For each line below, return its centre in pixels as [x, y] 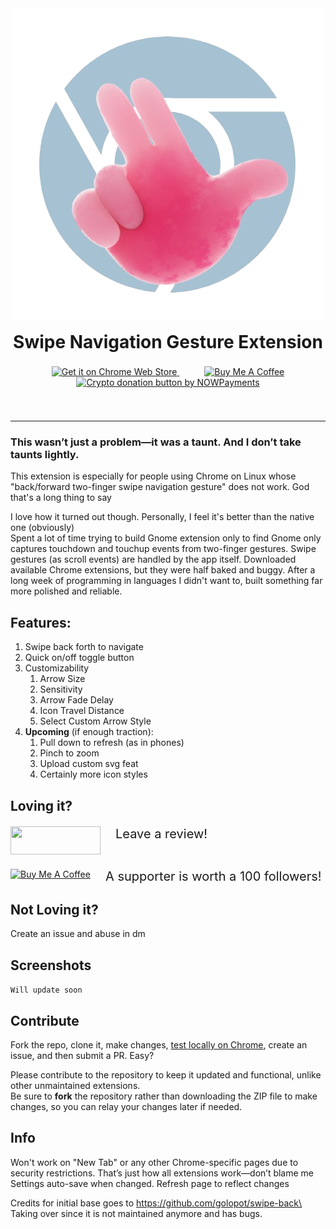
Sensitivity [61, 689]
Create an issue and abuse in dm [78, 934]
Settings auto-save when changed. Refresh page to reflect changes [150, 1183]
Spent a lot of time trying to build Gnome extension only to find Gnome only [166, 538]
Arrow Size [62, 679]
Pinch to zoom [69, 753]
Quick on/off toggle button [79, 658]
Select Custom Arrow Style [95, 721]
